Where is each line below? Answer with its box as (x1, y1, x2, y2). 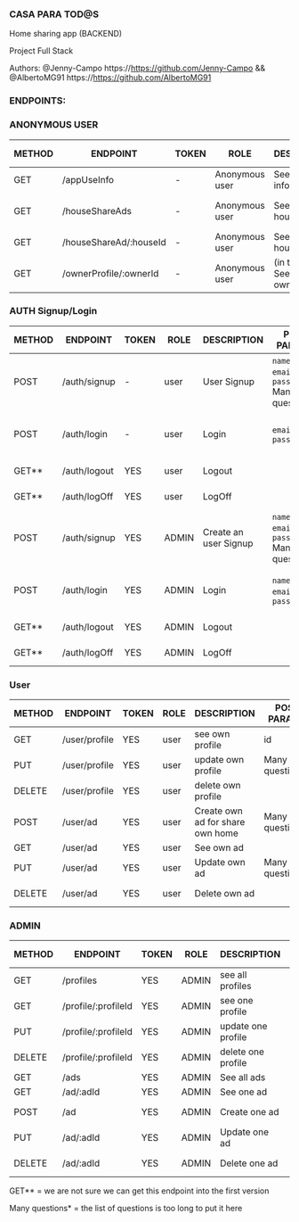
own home (194, 827, 238, 839)
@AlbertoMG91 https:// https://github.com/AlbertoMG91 (9, 72, 212, 83)
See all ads (219, 1071, 266, 1084)
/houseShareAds (61, 204, 132, 217)
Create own (194, 805, 243, 817)
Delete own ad (194, 888, 255, 900)
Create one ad (219, 1106, 279, 1119)
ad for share (194, 816, 246, 829)
